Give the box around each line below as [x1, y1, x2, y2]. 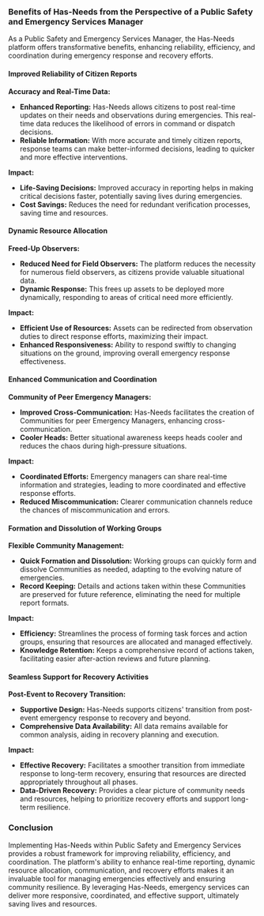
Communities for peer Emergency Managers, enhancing [19, 415, 203, 425]
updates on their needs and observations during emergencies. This [19, 110, 239, 120]
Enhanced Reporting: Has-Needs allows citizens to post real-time [19, 102, 236, 111]
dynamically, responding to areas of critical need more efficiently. [19, 292, 233, 302]
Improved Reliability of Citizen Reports [8, 69, 138, 78]
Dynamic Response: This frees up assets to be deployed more [19, 283, 225, 294]
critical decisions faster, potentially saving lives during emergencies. [19, 191, 243, 201]
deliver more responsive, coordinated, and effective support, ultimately [8, 891, 239, 900]
